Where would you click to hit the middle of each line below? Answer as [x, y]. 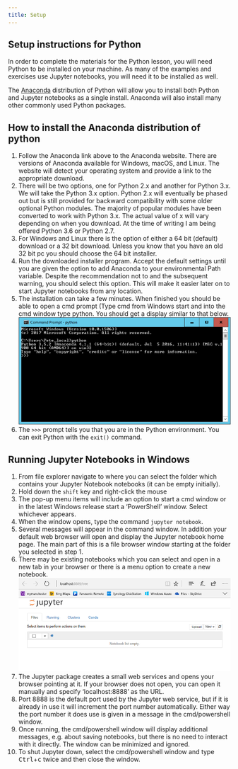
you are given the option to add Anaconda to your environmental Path [119, 268]
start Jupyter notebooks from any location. [81, 291]
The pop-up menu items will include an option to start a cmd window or [122, 499]
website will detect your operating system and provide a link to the [115, 171]
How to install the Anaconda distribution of [104, 127]
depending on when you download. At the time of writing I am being [117, 224]
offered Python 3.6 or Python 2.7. [66, 231]
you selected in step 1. [51, 552]
